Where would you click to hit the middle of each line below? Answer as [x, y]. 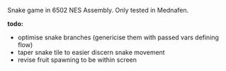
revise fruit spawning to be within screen [77, 60]
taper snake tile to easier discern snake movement [91, 52]
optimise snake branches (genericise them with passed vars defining [118, 37]
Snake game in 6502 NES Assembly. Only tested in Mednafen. [98, 10]
